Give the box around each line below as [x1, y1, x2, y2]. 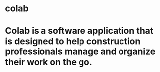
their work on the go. [5, 57, 92, 68]
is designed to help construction [5, 36, 141, 47]
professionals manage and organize [5, 46, 156, 57]
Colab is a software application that [5, 25, 154, 37]
